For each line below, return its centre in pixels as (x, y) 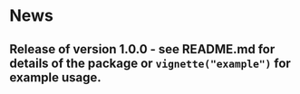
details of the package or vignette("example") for (150, 63)
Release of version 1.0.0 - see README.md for (142, 49)
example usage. (55, 77)
